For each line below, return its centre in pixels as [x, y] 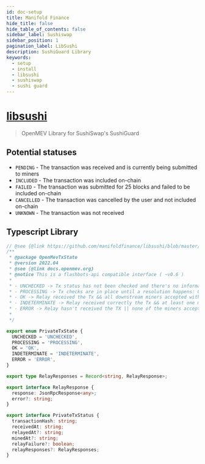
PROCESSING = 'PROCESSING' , [48, 342]
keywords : [19, 58]
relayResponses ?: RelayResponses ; [56, 450]
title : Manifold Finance [38, 18]
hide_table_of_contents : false [46, 29]
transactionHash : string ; [45, 421]
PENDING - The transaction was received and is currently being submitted [106, 167]
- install [24, 69]
